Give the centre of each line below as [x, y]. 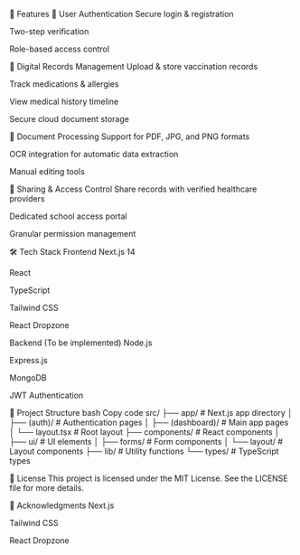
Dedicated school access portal [69, 216]
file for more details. [47, 488]
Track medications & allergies [64, 84]
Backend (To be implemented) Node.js [81, 343]
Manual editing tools [47, 171]
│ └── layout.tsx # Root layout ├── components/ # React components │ [145, 432]
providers [27, 198]
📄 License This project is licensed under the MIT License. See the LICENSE [149, 478]
